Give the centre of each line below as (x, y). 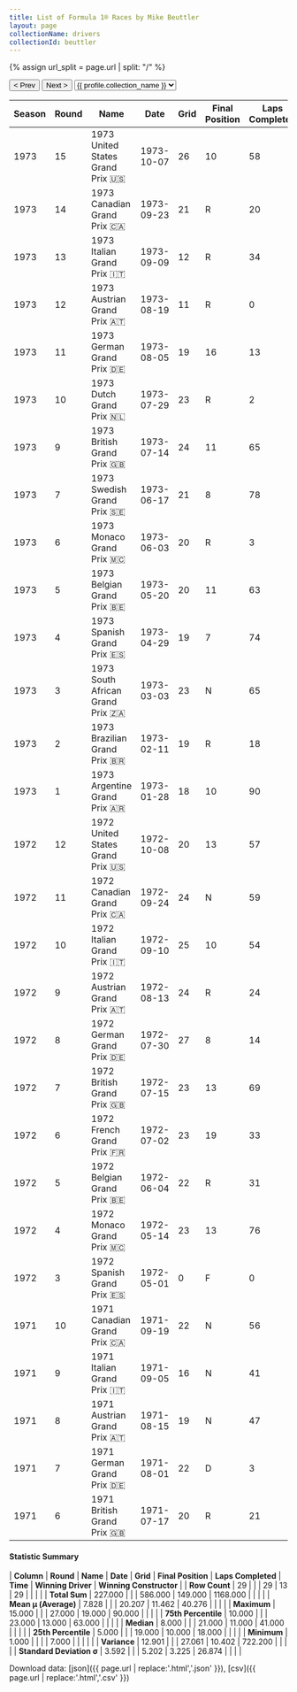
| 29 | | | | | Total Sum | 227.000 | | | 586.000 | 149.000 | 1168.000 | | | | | (140, 1595)
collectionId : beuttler (53, 42)
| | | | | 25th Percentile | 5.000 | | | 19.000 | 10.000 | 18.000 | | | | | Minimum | (148, 1633)
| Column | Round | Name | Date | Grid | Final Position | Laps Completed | (145, 1576)
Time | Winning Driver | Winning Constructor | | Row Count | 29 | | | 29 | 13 (148, 1586)
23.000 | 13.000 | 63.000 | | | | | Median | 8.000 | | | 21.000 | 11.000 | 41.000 (147, 1623)
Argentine (112, 786)
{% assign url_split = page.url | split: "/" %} (88, 67)
